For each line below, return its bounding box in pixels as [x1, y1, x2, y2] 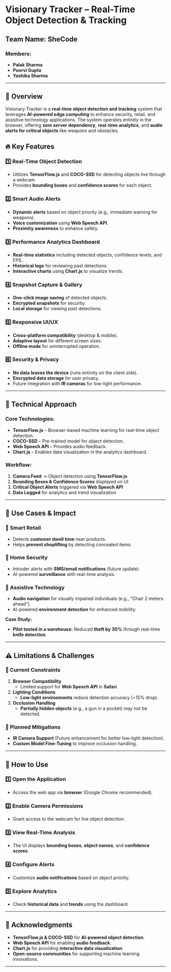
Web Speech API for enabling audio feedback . [12, 939, 111, 946]
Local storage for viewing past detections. [12, 306, 102, 312]
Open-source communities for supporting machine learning [12, 951, 140, 957]
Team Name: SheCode [5, 35, 78, 43]
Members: [5, 50, 32, 57]
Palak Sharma [12, 61, 43, 67]
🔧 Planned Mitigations [5, 723, 61, 730]
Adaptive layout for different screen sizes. [12, 337, 102, 343]
